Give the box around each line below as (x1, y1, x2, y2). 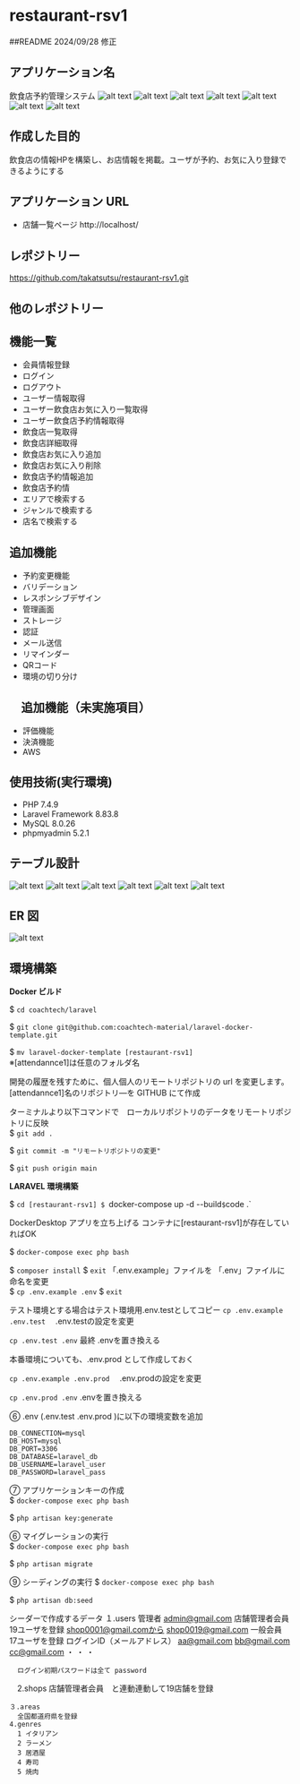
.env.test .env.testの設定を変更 (9, 1316, 134, 1326)
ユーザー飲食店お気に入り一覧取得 (21, 404, 149, 415)
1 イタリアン (17, 1729, 59, 1738)
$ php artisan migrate (9, 1558, 93, 1569)
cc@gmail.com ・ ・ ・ (9, 1647, 95, 1658)
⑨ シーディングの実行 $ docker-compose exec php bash (9, 1577, 215, 1588)
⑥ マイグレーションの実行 (9, 1531, 109, 1541)
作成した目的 (9, 129, 81, 144)
